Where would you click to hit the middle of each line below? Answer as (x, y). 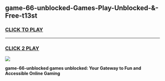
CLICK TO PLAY (24, 30)
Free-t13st (21, 16)
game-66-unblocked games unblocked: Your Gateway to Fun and (73, 68)
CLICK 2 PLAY (22, 48)
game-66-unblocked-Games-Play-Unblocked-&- (82, 8)
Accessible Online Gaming (33, 73)
